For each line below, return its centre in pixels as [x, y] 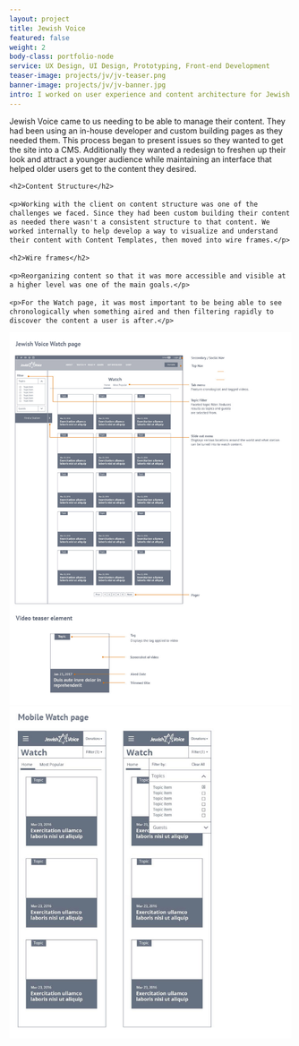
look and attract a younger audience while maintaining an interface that [141, 159]
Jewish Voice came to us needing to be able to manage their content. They [148, 121]
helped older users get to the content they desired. [103, 168]
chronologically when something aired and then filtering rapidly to [142, 312]
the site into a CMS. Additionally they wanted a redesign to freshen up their [148, 150]
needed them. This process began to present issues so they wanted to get [146, 140]
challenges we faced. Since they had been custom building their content [150, 213]
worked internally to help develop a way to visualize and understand [144, 231]
